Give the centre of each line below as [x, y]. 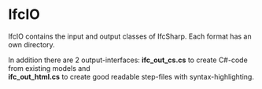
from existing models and [49, 68]
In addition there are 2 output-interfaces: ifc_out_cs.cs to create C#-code [128, 60]
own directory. [31, 44]
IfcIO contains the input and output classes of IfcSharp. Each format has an [130, 36]
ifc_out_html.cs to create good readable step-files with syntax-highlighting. [131, 76]
